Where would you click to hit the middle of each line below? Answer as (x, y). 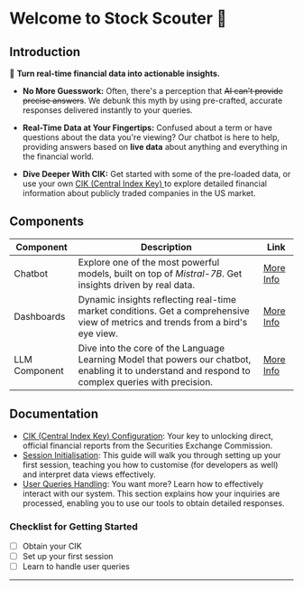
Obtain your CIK (52, 546)
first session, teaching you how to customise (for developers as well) (150, 464)
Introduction (45, 52)
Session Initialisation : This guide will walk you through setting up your (151, 454)
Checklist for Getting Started (73, 526)
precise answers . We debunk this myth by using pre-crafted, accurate (152, 100)
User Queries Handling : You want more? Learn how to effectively (143, 483)
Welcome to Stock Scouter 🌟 (118, 19)
